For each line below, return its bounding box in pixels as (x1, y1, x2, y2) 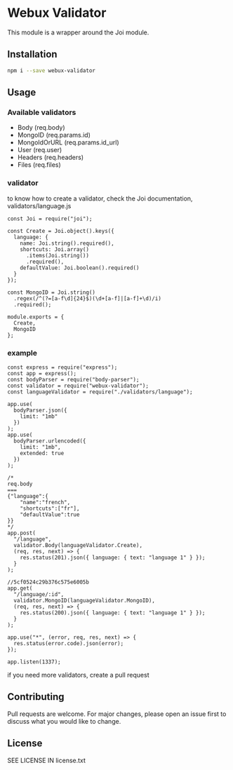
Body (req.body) (17, 123, 65, 132)
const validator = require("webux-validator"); (7, 382, 149, 389)
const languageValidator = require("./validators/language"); (7, 388, 193, 396)
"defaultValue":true (20, 511, 80, 518)
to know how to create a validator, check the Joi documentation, (7, 194, 193, 203)
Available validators (7, 107, 76, 117)
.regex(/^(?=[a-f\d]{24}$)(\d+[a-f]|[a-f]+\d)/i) (13, 295, 161, 302)
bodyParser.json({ (13, 407, 68, 414)
